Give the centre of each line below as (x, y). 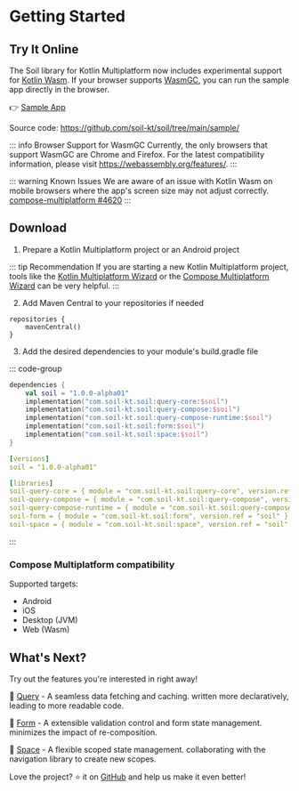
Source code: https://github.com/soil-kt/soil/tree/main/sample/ (125, 128)
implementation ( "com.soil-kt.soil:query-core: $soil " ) (127, 401)
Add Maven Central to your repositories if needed (113, 303)
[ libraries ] (31, 483)
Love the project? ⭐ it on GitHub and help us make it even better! (128, 777)
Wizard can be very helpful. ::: (65, 286)
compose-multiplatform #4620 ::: (70, 200)
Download (38, 228)
